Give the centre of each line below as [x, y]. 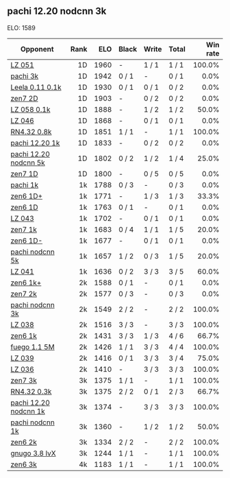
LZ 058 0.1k [30, 109]
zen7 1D [24, 174]
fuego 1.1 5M [33, 347]
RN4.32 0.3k [31, 392]
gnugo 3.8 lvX [33, 453]
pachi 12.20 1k [35, 143]
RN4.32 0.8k [31, 132]
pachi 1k [25, 184]
